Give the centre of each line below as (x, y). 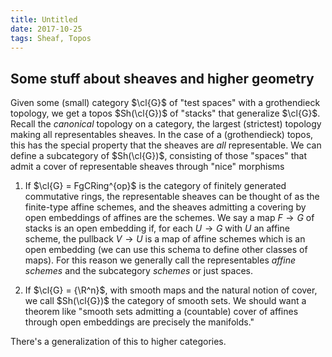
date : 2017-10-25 (46, 29)
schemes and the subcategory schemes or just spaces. (138, 271)
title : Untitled (44, 19)
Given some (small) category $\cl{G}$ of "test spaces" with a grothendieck (165, 103)
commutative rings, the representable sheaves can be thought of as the (172, 197)
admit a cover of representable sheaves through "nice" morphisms (147, 167)
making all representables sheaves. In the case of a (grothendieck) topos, (162, 135)
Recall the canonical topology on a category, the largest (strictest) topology (166, 124)
